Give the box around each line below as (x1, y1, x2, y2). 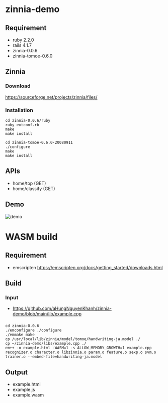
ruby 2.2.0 (12, 37, 34, 43)
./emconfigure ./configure (5, 328, 62, 333)
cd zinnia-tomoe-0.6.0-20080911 (5, 140, 73, 145)
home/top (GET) (12, 180, 46, 186)
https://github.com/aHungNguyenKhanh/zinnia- (12, 305, 112, 311)
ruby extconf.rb (5, 122, 39, 127)
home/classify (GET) (12, 185, 55, 192)
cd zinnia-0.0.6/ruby (5, 118, 51, 123)
